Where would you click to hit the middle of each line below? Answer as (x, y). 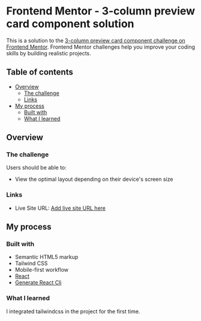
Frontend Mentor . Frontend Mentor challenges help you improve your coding (101, 47)
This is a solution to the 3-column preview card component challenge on (96, 40)
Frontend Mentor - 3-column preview (101, 11)
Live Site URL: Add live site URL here (60, 208)
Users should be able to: (37, 168)
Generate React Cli (38, 283)
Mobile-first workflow (42, 270)
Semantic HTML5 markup (46, 257)
